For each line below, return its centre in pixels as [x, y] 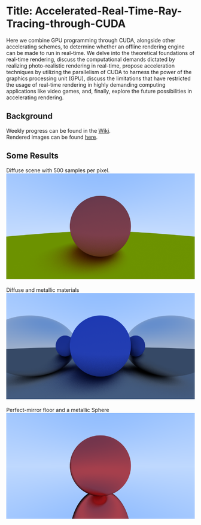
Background [29, 116]
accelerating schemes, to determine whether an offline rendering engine [95, 47]
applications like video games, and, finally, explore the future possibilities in [99, 91]
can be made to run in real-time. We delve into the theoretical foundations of [100, 53]
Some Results [32, 156]
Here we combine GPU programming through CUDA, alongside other [91, 40]
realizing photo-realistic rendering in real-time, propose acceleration [91, 65]
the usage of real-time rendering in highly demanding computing [86, 84]
